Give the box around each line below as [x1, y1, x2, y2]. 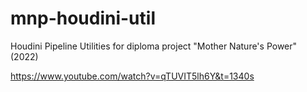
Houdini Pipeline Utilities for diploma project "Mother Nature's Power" [10, 40, 298, 52]
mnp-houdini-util [10, 7, 156, 30]
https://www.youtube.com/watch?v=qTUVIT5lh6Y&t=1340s [10, 70, 255, 82]
